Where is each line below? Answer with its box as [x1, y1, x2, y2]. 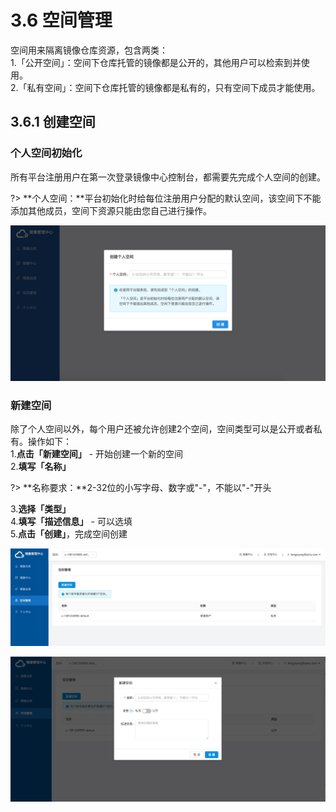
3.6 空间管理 [10, 9, 113, 32]
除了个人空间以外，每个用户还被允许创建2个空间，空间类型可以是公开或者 [10, 422, 314, 435]
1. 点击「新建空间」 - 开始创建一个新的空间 [10, 447, 184, 460]
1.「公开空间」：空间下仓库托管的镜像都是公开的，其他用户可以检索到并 [10, 56, 302, 68]
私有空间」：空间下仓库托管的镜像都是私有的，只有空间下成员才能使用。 [26, 81, 321, 93]
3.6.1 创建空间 [10, 114, 96, 131]
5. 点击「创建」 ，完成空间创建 [10, 527, 128, 540]
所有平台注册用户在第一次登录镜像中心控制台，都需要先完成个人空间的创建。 [10, 171, 326, 183]
